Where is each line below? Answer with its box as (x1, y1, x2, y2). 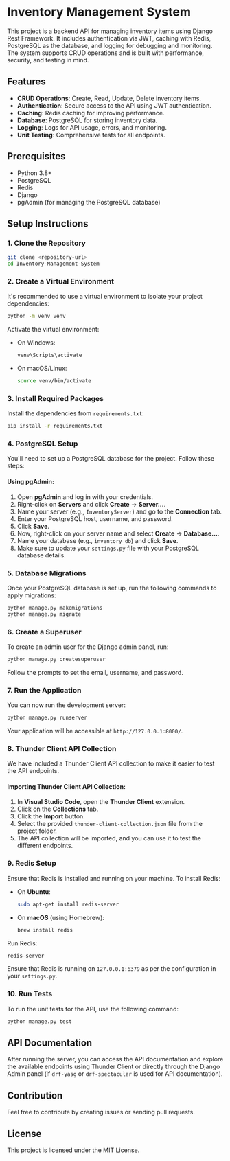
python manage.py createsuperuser (7, 656, 106, 663)
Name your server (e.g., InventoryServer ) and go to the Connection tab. (16, 507, 222, 516)
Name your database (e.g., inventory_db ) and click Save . (16, 536, 179, 544)
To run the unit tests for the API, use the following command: (7, 1004, 179, 1013)
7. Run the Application (7, 685, 82, 695)
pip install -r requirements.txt (7, 423, 103, 430)
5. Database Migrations (7, 568, 87, 577)
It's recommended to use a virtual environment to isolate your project (7, 292, 203, 301)
